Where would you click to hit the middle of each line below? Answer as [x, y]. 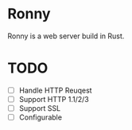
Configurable [41, 117]
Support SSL [40, 108]
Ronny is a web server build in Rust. [66, 36]
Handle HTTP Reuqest [55, 90]
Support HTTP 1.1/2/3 [54, 99]
